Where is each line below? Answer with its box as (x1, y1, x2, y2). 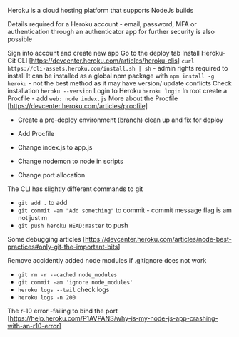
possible (7, 35, 33, 43)
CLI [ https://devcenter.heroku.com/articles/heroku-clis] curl (17, 56, 195, 65)
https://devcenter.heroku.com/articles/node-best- (85, 235, 232, 243)
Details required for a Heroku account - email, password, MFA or (7, 20, 198, 28)
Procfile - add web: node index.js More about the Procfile (7, 94, 178, 103)
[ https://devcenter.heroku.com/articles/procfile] (7, 102, 148, 110)
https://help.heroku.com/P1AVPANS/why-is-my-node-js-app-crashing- (9, 314, 219, 323)
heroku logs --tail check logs (17, 285, 110, 294)
